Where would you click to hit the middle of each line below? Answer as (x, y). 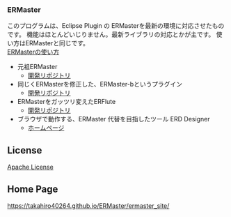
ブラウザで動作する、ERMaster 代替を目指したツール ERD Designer (113, 119)
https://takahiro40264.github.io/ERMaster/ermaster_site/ (88, 205)
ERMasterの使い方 (33, 52)
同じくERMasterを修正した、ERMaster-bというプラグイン (100, 84)
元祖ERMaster (37, 67)
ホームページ (46, 128)
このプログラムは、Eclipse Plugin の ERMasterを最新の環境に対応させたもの (116, 26)
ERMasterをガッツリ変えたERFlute (66, 102)
